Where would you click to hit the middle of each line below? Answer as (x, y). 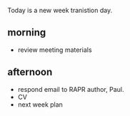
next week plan (40, 104)
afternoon (30, 72)
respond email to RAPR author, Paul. (71, 89)
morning (27, 32)
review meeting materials (55, 50)
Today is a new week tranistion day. (60, 10)
